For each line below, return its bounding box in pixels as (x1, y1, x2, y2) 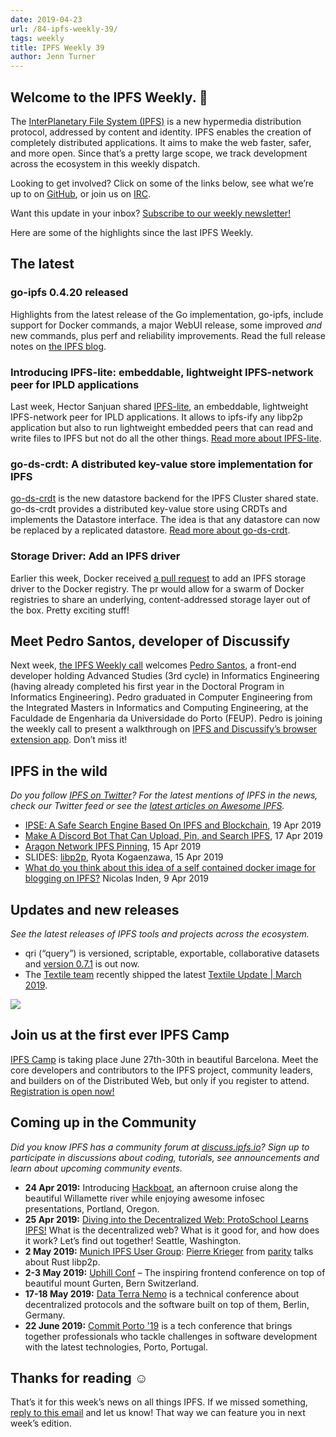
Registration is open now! (10, 1085, 115, 1097)
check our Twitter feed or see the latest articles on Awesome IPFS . (10, 800, 285, 812)
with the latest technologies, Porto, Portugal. (24, 1341, 209, 1353)
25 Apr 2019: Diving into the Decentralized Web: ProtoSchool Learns (24, 1213, 309, 1225)
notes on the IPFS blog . (10, 340, 107, 352)
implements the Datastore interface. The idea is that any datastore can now (10, 514, 321, 526)
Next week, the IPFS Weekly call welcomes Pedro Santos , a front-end (10, 659, 297, 671)
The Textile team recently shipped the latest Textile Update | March (24, 968, 302, 980)
